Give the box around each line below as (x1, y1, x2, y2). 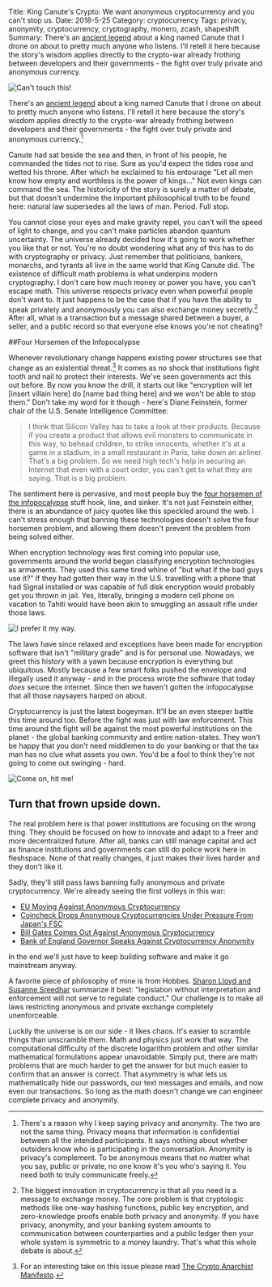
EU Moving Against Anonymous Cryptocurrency (19, 902, 181, 911)
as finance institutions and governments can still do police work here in (8, 844, 246, 854)
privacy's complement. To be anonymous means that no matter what (19, 1153, 250, 1162)
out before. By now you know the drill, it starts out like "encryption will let (8, 380, 253, 389)
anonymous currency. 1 (8, 133, 83, 144)
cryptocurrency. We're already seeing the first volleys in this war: (8, 886, 226, 895)
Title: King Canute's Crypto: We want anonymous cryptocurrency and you (8, 7, 255, 16)
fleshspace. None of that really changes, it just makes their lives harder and (8, 853, 261, 863)
